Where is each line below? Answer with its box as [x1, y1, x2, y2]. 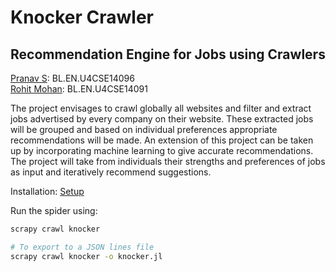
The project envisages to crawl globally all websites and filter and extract [10, 102, 312, 114]
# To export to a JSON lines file [10, 242, 155, 252]
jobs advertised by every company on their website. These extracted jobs [10, 113, 314, 125]
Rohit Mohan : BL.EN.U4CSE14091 [10, 83, 148, 95]
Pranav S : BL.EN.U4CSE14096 [10, 72, 135, 84]
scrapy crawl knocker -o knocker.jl [10, 251, 163, 261]
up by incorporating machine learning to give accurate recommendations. [10, 145, 314, 156]
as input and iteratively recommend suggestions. [10, 166, 212, 178]
